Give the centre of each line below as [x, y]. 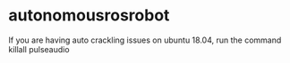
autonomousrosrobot [89, 16]
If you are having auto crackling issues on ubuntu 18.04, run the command [145, 40]
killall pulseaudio [39, 49]
